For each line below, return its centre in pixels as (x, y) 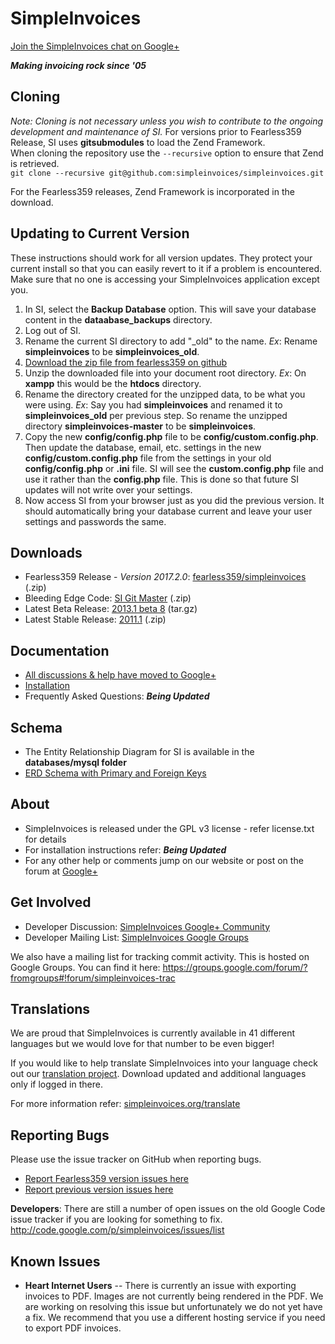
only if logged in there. (56, 1084)
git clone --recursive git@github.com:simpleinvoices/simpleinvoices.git (167, 173)
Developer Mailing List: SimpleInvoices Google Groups (136, 937)
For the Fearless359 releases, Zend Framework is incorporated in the (152, 191)
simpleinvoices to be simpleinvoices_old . (112, 351)
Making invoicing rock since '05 (78, 65)
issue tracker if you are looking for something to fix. (116, 1219)
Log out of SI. (53, 330)
